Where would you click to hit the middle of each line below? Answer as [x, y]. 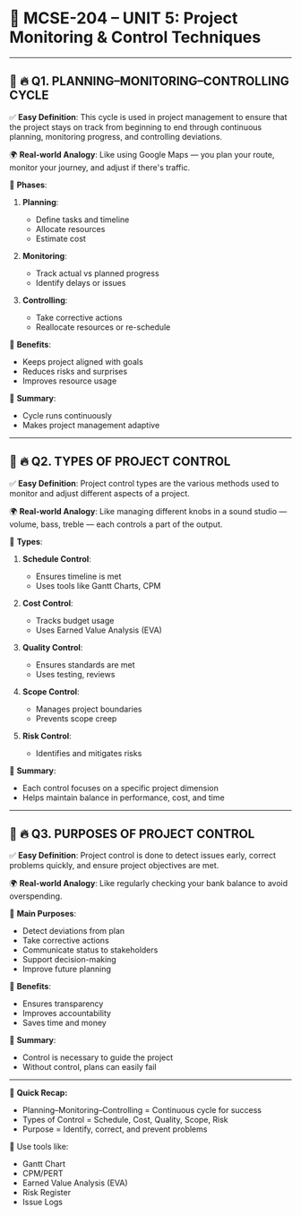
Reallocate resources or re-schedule [103, 327]
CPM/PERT [43, 1174]
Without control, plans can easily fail [89, 1067]
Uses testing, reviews [75, 674]
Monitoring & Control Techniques [135, 37]
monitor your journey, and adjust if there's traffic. [100, 167]
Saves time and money [64, 1023]
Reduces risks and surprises [75, 371]
